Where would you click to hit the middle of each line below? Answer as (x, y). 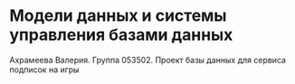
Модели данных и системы (118, 16)
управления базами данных (121, 35)
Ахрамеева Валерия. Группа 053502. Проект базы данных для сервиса (148, 60)
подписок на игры (44, 70)
